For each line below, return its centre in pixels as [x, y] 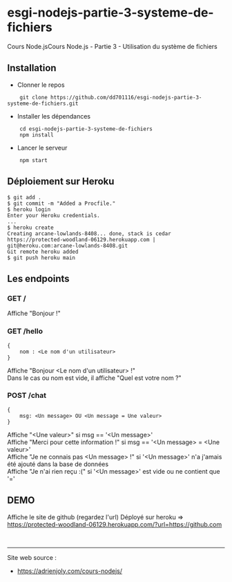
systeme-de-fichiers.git [43, 103]
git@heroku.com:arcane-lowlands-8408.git [68, 245]
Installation [32, 68]
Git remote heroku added [43, 252]
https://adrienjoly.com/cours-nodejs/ [70, 571]
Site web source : [32, 557]
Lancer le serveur [42, 148]
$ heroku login [29, 209]
